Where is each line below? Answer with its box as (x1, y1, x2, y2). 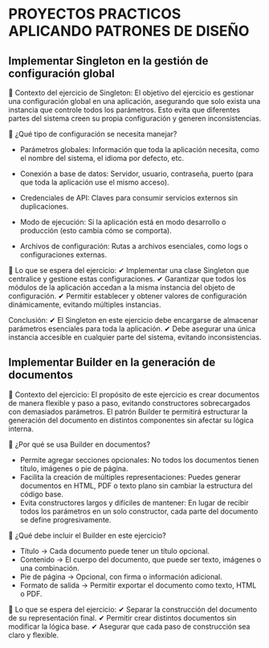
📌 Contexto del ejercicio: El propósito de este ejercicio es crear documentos (8, 390, 259, 399)
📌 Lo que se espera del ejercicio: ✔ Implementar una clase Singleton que (8, 266, 250, 274)
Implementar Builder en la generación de (8, 356, 216, 369)
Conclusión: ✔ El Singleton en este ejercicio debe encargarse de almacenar (8, 316, 259, 324)
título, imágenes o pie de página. (19, 464, 128, 473)
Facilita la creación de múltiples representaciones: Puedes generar (19, 472, 241, 481)
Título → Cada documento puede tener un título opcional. (19, 546, 210, 555)
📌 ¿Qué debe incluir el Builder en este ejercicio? (8, 530, 166, 540)
